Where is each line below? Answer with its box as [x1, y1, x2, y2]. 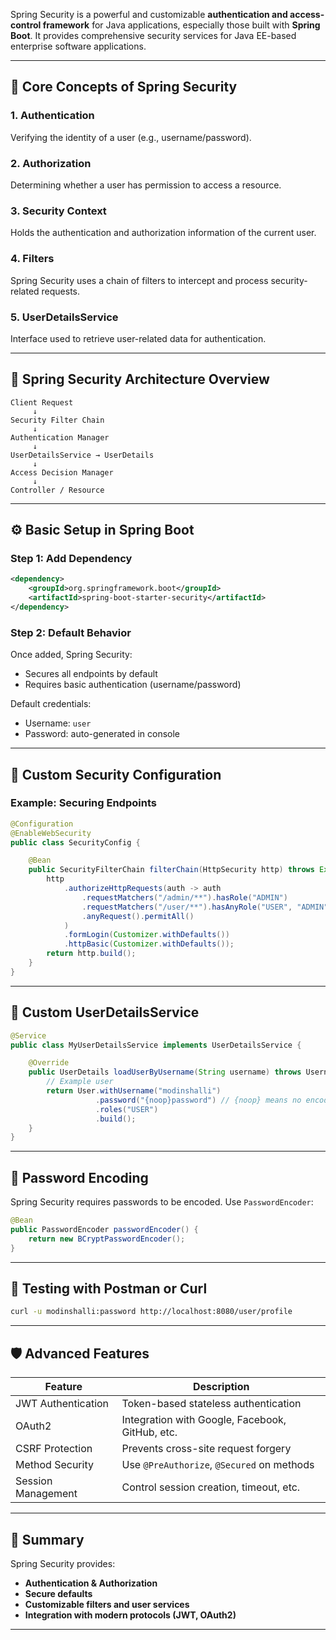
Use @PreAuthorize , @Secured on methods [121, 1458, 315, 1472]
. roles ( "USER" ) [95, 1104, 159, 1114]
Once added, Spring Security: [10, 649, 133, 661]
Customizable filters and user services [24, 1598, 190, 1610]
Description [193, 1380, 250, 1394]
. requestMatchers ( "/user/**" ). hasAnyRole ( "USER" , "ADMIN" [81, 902, 329, 912]
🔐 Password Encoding [10, 1169, 149, 1186]
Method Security [15, 1458, 94, 1472]
